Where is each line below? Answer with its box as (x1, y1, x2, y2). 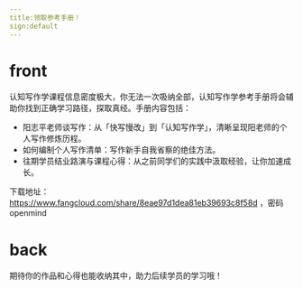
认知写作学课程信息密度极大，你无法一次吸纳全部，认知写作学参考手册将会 (9, 91, 286, 102)
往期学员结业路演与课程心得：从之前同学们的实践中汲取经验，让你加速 (22, 155, 284, 167)
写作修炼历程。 (30, 133, 87, 144)
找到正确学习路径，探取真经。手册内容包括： (24, 103, 191, 114)
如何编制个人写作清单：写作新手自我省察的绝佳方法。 (22, 144, 221, 155)
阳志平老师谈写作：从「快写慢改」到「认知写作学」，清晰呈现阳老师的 (22, 122, 280, 133)
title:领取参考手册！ (9, 13, 81, 23)
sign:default (9, 22, 59, 31)
